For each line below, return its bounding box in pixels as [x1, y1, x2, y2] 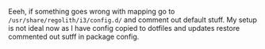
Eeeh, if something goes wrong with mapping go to [8, 7, 175, 16]
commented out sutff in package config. [8, 32, 140, 41]
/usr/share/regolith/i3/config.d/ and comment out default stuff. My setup [8, 15, 258, 24]
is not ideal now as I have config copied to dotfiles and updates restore [8, 24, 240, 32]
